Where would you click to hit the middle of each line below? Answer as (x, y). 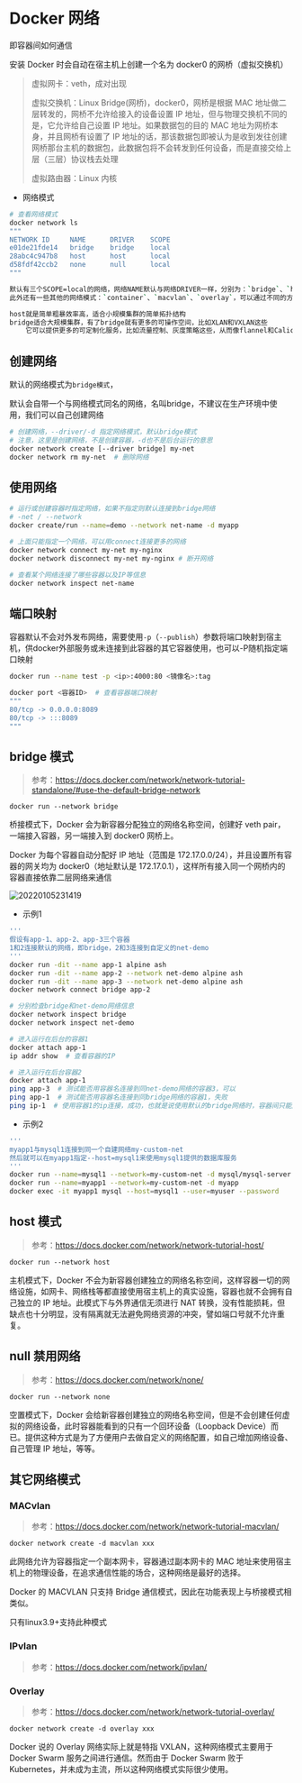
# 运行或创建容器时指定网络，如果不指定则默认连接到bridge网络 (112, 509)
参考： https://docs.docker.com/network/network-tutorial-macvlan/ (155, 1527)
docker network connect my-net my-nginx (86, 550)
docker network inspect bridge (68, 1015)
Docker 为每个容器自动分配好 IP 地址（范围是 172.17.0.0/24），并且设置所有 (147, 855)
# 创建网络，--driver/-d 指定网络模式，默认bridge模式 (103, 432)
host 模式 (36, 1222)
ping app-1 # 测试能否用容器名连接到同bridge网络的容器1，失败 (119, 1097)
